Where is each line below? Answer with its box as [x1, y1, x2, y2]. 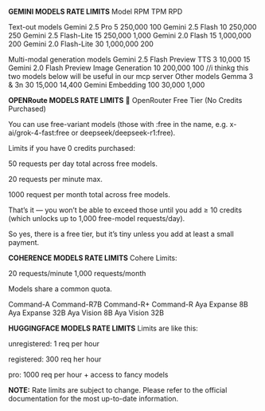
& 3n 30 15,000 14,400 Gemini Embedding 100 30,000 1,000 [8, 80, 205, 89]
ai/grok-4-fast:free [8, 128, 70, 137]
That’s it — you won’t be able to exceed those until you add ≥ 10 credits [8, 205, 243, 215]
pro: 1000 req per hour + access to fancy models [8, 370, 169, 379]
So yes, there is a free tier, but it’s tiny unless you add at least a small [8, 229, 235, 239]
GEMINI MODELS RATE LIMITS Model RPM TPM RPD [8, 7, 183, 16]
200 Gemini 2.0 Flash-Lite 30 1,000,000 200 [8, 39, 154, 49]
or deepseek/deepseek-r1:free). [71, 128, 176, 137]
